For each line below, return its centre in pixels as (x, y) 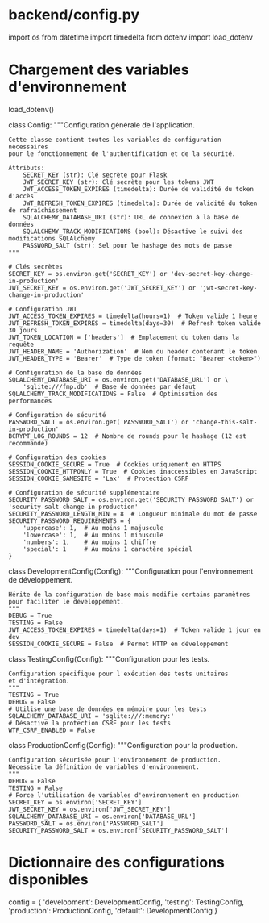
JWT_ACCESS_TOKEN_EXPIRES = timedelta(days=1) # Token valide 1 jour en (135, 630)
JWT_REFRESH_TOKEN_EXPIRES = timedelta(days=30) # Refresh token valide (135, 323)
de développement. (41, 579)
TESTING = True (34, 695)
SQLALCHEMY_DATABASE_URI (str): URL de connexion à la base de (131, 217)
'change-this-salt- (225, 422)
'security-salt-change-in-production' (73, 507)
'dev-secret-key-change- (212, 274)
